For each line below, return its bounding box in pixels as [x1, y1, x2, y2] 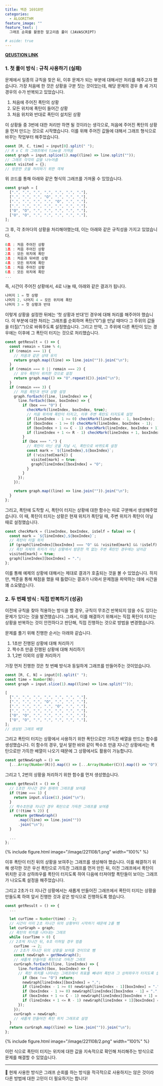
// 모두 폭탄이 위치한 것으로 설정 [14, 371, 72, 376]
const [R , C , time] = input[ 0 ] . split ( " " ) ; [5, 144, 95, 149]
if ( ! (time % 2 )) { [9, 809, 49, 814]
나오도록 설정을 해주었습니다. [10, 877, 65, 883]
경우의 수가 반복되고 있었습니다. [5, 89, 65, 95]
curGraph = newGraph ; [14, 1012, 57, 1016]
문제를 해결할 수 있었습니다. [5, 1054, 57, 1061]
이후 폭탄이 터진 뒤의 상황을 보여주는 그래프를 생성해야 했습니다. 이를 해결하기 [5, 859, 151, 865]
